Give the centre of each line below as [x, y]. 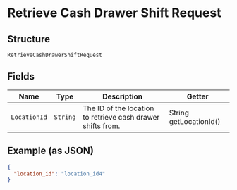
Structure [29, 39]
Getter [197, 96]
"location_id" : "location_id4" [60, 174]
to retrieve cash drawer [121, 117]
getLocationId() [195, 121]
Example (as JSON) [50, 151]
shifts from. [101, 126]
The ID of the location [118, 108]
